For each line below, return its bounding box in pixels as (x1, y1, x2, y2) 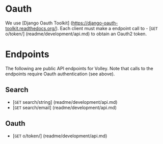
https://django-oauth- (72, 20, 118, 26)
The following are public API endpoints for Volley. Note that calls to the (5, 65, 154, 71)
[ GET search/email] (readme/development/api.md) (12, 104, 117, 110)
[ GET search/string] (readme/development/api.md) (12, 99, 118, 105)
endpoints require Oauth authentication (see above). (5, 71, 115, 77)
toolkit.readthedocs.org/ (5, 25, 56, 31)
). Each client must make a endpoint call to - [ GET (56, 25, 158, 31)
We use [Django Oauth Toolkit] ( (5, 20, 73, 26)
